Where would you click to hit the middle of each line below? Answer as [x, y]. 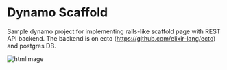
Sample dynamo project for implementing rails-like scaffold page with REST [114, 31]
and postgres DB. [32, 46]
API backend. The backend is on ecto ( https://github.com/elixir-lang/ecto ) [111, 38]
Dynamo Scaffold [58, 13]
